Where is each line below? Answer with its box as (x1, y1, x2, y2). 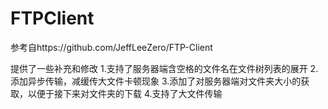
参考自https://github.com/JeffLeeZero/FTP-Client (10, 41, 213, 53)
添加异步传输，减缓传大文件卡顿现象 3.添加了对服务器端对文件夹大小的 (10, 75, 302, 87)
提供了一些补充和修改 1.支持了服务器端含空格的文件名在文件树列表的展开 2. (10, 62, 319, 74)
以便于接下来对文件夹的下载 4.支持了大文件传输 (27, 87, 223, 99)
